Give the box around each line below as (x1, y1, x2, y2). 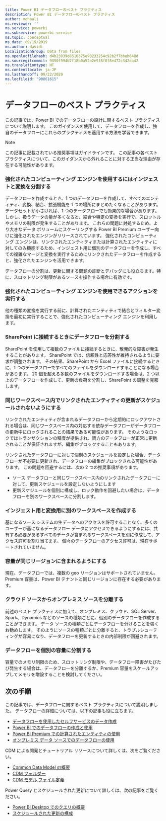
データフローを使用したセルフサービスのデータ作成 (12, 718, 117, 724)
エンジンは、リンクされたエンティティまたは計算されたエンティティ (14, 239, 153, 245)
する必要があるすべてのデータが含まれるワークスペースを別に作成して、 (9, 532, 156, 538)
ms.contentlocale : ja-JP (5, 68, 56, 73)
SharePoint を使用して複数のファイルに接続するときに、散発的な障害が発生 (5, 346, 159, 352)
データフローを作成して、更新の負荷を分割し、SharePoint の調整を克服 (13, 377, 159, 383)
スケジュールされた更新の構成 (12, 810, 73, 816)
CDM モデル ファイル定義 (12, 776, 64, 783)
